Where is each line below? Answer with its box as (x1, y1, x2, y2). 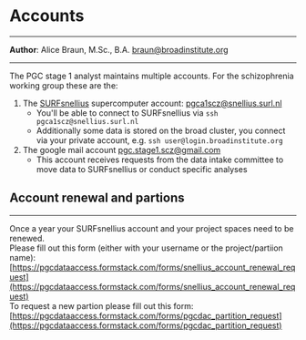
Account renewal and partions (9, 191, 185, 206)
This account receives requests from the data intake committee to (36, 154, 284, 165)
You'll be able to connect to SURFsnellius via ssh (36, 107, 219, 118)
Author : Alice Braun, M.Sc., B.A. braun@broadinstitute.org (9, 44, 229, 55)
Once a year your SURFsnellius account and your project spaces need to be (9, 222, 294, 233)
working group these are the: (9, 79, 118, 91)
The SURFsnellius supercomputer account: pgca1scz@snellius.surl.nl (22, 98, 282, 108)
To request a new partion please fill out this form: (9, 300, 194, 311)
